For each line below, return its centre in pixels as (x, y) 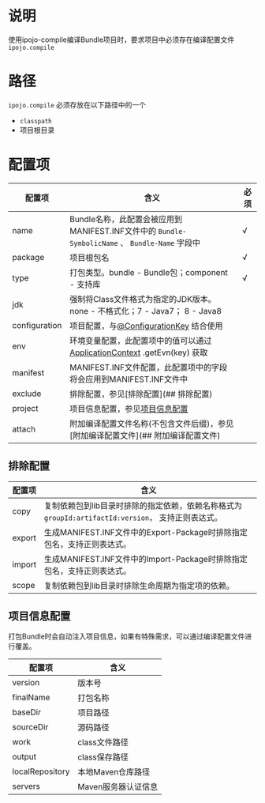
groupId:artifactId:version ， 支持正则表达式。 (133, 517)
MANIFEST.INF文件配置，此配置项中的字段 (148, 367)
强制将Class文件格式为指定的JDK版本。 (143, 299)
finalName (31, 698)
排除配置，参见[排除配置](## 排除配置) (141, 394)
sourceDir (30, 727)
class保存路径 (103, 757)
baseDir (27, 712)
